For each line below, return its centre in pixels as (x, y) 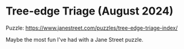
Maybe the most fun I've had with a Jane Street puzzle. (74, 39)
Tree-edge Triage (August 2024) (90, 11)
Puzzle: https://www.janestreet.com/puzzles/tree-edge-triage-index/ (92, 28)
